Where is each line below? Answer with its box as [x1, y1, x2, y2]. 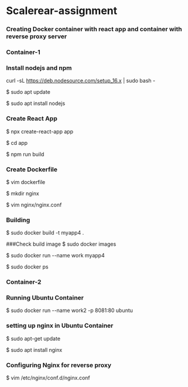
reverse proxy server [6, 32, 67, 40]
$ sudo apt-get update [6, 335, 60, 342]
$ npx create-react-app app [6, 128, 74, 135]
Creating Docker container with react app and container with [6, 25, 183, 33]
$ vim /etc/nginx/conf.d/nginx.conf [6, 374, 91, 382]
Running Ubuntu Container [6, 294, 84, 302]
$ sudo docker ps [6, 263, 49, 270]
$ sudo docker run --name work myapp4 [6, 252, 105, 259]
